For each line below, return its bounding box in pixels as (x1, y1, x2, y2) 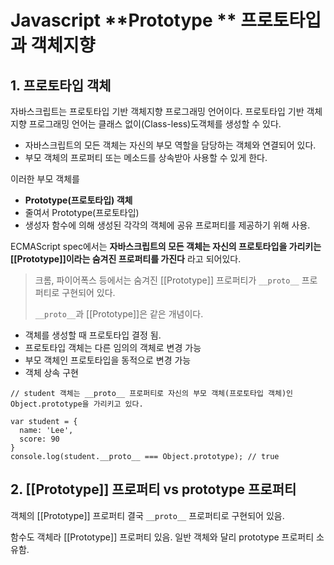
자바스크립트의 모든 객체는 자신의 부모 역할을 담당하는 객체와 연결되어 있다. (24, 139, 317, 151)
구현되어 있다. (61, 287, 116, 298)
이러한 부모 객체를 (10, 173, 80, 185)
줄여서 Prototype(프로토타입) (24, 207, 140, 218)
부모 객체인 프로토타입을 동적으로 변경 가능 (24, 354, 192, 366)
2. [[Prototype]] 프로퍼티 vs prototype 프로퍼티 (10, 481, 297, 498)
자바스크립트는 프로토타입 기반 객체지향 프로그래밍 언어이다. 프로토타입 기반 (10, 106, 305, 117)
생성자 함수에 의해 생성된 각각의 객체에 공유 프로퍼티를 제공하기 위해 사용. (24, 219, 311, 231)
